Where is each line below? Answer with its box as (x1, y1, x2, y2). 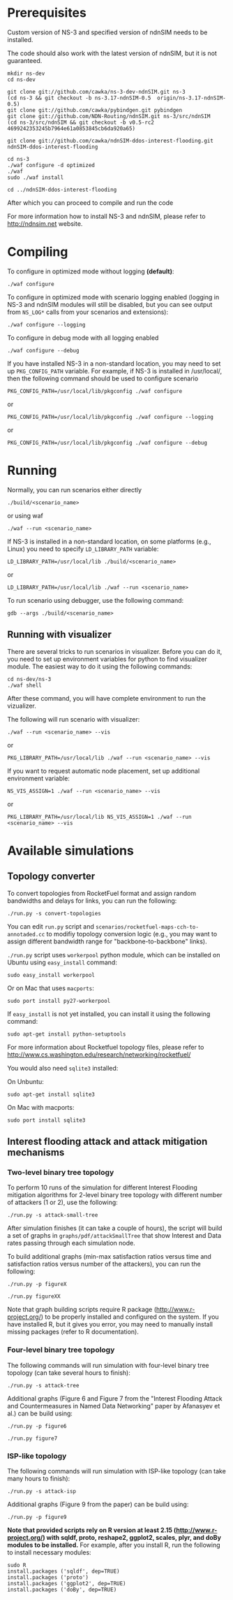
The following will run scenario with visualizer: (7, 715, 140, 723)
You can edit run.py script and (7, 922, 94, 931)
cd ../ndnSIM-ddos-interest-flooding (7, 186, 117, 193)
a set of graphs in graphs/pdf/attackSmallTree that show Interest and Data (7, 1231, 222, 1240)
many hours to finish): (7, 1474, 70, 1483)
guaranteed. (7, 56, 43, 64)
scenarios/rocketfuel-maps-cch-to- (95, 923, 199, 931)
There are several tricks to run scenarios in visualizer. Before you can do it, (7, 647, 223, 655)
